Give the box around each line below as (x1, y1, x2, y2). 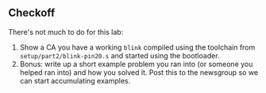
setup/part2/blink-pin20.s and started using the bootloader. (19, 50, 220, 60)
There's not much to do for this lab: (8, 27, 124, 36)
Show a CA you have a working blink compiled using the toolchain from (19, 43, 256, 52)
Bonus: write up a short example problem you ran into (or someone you (19, 59, 253, 69)
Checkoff (8, 6, 56, 20)
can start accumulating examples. (19, 76, 131, 85)
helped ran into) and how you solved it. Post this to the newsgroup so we (19, 67, 259, 77)
